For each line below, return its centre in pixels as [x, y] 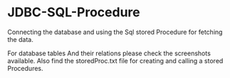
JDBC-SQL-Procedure [74, 12]
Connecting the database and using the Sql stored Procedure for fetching [115, 32]
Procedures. [26, 68]
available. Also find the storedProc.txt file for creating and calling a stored [115, 60]
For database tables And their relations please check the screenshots [109, 53]
